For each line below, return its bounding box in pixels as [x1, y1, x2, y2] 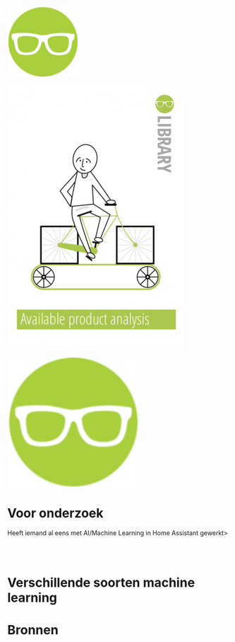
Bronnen [7, 622, 59, 638]
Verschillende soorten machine [7, 575, 195, 591]
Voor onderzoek [7, 505, 104, 522]
